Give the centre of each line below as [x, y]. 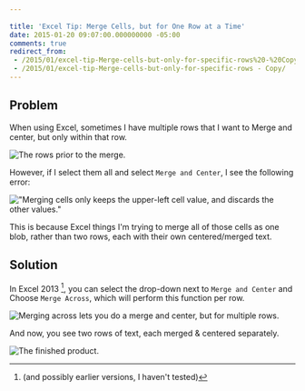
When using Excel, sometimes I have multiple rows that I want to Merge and [151, 127]
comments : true [38, 43]
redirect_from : [38, 52]
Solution [34, 265]
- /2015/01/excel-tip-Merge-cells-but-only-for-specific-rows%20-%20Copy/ [157, 60]
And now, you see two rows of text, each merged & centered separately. [144, 334]
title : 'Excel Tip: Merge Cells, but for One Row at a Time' [128, 26]
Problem [34, 105]
